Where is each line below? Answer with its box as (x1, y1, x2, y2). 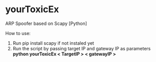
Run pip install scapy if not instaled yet (12, 40, 95, 46)
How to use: (5, 30, 31, 36)
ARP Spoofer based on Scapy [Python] (5, 20, 87, 26)
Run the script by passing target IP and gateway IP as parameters (12, 45, 151, 51)
